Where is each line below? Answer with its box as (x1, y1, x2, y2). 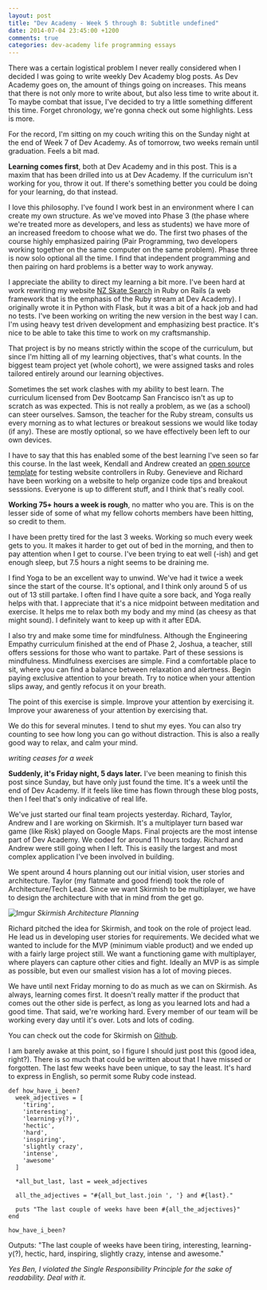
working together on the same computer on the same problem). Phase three (8, 245, 258, 255)
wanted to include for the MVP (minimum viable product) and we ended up (8, 941, 253, 951)
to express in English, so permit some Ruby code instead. (8, 1072, 197, 1081)
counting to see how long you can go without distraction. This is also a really (8, 730, 260, 739)
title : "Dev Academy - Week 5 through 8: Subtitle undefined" (8, 19, 219, 27)
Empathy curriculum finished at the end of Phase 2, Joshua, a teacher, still (8, 639, 253, 649)
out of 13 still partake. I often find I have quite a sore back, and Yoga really (8, 590, 251, 600)
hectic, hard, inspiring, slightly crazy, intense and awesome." (25, 1249, 225, 1259)
